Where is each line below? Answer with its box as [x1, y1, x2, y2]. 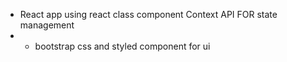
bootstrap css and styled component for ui [34, 40, 211, 52]
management [19, 19, 75, 31]
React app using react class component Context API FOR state [19, 9, 278, 20]
